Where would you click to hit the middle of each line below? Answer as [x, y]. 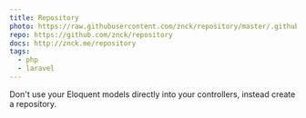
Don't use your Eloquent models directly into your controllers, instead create [153, 94]
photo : [22, 26]
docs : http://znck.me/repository [73, 43]
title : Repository [44, 18]
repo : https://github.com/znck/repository [91, 34]
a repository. [33, 103]
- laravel [36, 69]
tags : [20, 52]
